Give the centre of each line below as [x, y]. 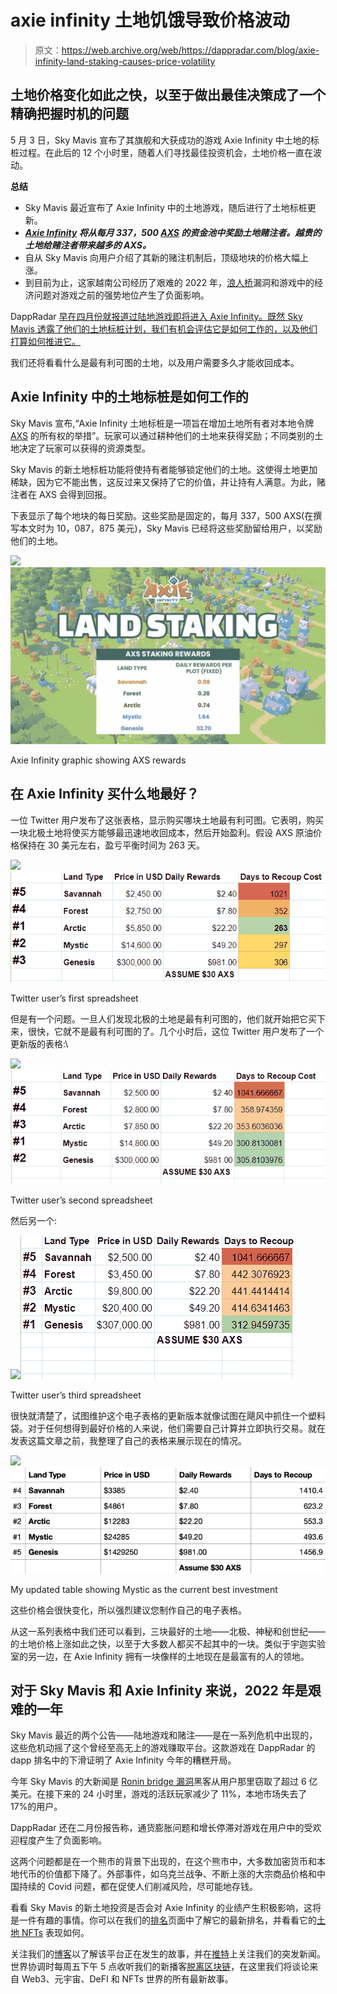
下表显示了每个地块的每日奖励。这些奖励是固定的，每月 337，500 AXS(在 [162, 515]
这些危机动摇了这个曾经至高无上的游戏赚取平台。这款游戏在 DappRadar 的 [163, 1748]
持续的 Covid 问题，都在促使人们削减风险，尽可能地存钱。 [138, 1887]
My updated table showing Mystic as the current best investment [144, 1589]
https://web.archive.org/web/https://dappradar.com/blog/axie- [190, 50]
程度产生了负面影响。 [62, 1840]
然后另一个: [34, 1220]
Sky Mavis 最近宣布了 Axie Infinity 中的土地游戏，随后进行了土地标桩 [166, 207]
